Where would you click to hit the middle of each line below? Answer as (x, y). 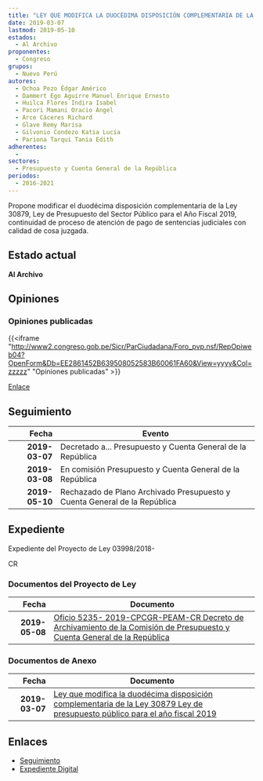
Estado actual (42, 255)
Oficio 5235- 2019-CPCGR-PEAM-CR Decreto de (149, 618)
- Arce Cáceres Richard (54, 118)
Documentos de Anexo (52, 661)
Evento (156, 434)
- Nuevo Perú (36, 74)
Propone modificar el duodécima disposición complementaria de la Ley (123, 206)
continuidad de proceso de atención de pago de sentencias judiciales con (127, 222)
